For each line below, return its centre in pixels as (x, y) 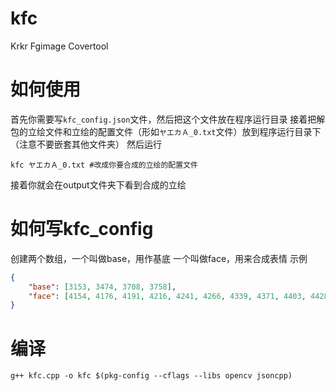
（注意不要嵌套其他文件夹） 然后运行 (86, 144)
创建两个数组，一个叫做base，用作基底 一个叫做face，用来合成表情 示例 (159, 258)
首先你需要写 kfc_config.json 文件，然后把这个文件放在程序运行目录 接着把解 (168, 119)
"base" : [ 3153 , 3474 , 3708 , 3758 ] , (102, 287)
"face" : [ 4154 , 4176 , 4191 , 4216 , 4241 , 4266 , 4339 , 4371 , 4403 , (167, 296)
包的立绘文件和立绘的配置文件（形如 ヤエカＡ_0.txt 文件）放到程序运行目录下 (166, 131)
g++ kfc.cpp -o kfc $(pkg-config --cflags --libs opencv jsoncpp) (151, 376)
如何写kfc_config (82, 229)
